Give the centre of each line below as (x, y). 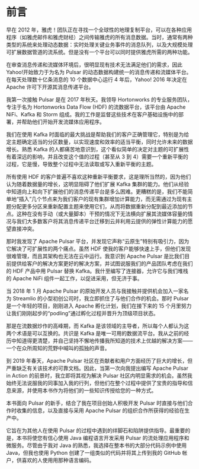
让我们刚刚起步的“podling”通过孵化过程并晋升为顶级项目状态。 (82, 313)
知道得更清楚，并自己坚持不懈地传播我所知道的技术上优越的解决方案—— (105, 340)
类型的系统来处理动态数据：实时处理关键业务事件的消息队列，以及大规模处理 (99, 45)
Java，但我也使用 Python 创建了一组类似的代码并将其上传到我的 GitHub (94, 452)
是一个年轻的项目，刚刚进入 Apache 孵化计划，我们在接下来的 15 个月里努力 (99, 306)
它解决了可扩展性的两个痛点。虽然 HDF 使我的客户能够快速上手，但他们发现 (99, 248)
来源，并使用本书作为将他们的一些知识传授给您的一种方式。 (84, 390)
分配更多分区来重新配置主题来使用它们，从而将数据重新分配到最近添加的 (99, 206)
